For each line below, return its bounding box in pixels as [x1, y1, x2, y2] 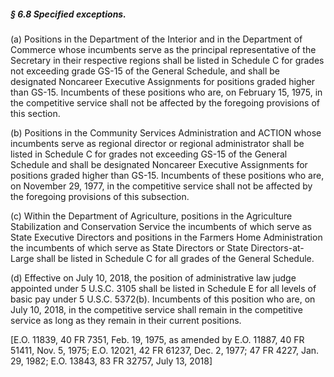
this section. [10, 107, 61, 119]
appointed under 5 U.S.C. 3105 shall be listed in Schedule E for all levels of [10, 282, 317, 294]
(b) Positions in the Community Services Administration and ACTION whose [10, 126, 322, 139]
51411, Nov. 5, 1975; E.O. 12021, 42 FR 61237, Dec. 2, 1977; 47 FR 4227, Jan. [10, 344, 320, 356]
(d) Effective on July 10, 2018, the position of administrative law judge [10, 271, 297, 284]
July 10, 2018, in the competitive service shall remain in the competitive [10, 303, 303, 315]
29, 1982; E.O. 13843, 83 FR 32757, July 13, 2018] [10, 355, 213, 367]
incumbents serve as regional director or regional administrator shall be [10, 137, 305, 149]
